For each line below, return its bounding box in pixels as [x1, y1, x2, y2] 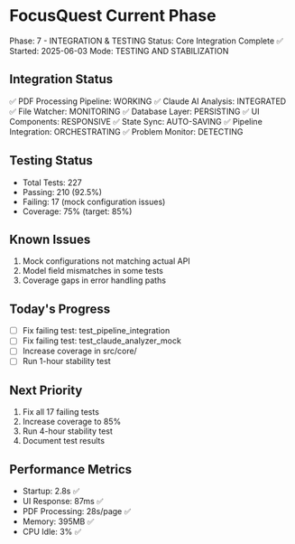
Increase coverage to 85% [22, 417, 122, 427]
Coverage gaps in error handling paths [22, 275, 167, 286]
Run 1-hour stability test [22, 356, 111, 367]
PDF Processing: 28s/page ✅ [22, 506, 132, 517]
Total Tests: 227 [22, 177, 83, 188]
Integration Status [9, 71, 114, 87]
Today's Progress [9, 301, 111, 316]
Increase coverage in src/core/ [22, 345, 137, 357]
